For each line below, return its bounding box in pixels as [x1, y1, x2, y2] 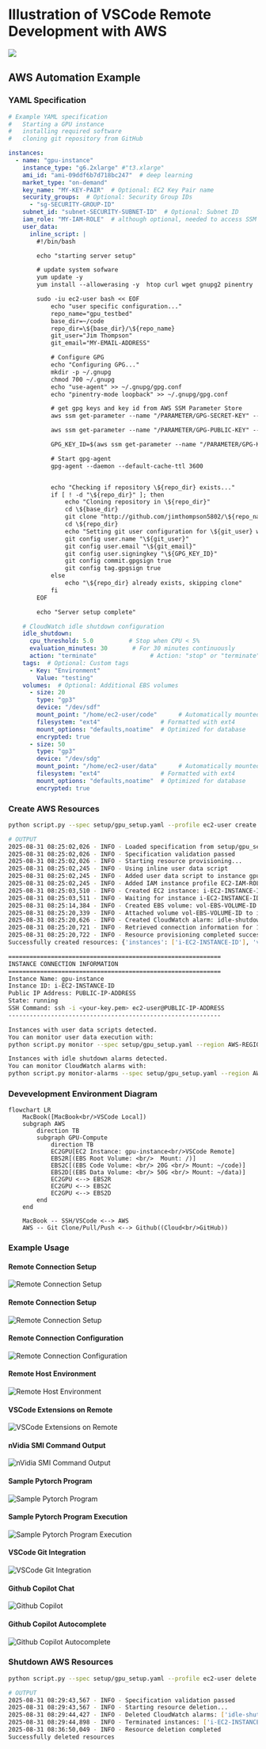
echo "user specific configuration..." [50, 302, 182, 310]
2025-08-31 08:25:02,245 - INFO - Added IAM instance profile [8, 880, 218, 888]
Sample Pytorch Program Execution [8, 1512, 128, 1522]
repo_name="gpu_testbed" [50, 310, 133, 317]
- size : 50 [28, 740, 66, 748]
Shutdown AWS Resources [8, 1656, 113, 1667]
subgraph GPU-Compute [36, 1134, 108, 1142]
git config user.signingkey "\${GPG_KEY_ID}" [64, 549, 218, 557]
